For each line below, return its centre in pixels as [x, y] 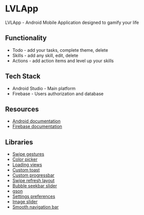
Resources [22, 109]
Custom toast [26, 170]
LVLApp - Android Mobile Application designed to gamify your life [72, 22]
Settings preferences [34, 197]
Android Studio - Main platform [44, 88]
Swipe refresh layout [33, 181]
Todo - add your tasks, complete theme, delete [60, 50]
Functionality [26, 38]
